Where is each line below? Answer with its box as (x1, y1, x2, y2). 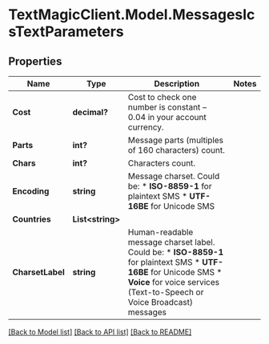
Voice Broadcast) (127, 297, 194, 307)
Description (154, 78, 200, 89)
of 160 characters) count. (127, 145, 226, 155)
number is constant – (127, 102, 207, 113)
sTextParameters (8, 22, 124, 41)
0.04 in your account (127, 112, 207, 122)
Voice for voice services (127, 277, 220, 287)
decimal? (72, 106, 108, 118)
